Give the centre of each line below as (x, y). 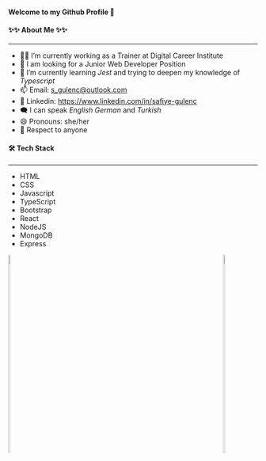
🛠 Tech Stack (31, 148)
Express (33, 244)
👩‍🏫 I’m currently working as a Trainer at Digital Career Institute (122, 55)
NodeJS (33, 227)
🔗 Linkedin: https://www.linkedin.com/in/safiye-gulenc (108, 101)
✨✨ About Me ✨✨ (38, 30)
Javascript (37, 193)
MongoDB (36, 235)
